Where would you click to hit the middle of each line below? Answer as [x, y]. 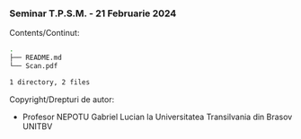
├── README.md [36, 58]
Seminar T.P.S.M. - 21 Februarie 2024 [93, 13]
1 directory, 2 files [50, 82]
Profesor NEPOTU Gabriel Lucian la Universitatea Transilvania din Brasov [157, 117]
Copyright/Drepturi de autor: [62, 99]
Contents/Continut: [44, 33]
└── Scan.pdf [34, 66]
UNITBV [37, 126]
